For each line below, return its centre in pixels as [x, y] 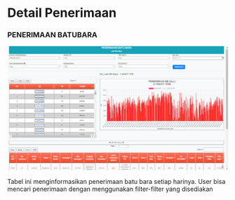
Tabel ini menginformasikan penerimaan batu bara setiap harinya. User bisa [116, 182]
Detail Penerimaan [62, 13]
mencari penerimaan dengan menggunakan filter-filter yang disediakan [110, 189]
